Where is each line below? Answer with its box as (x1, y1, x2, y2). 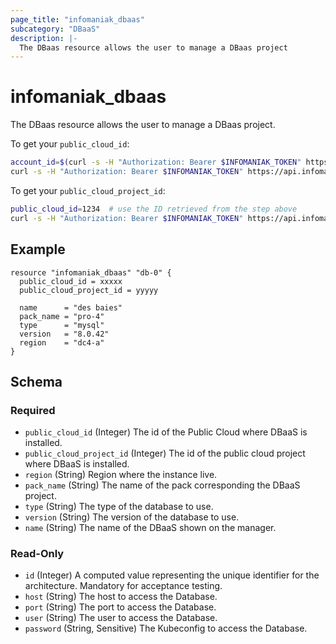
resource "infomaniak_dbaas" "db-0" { (10, 267, 172, 278)
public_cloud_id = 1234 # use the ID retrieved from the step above (10, 204, 298, 214)
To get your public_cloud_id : (10, 138, 130, 150)
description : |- (10, 33, 78, 43)
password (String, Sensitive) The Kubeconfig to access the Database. (24, 622, 308, 635)
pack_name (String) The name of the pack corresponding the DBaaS (24, 479, 301, 491)
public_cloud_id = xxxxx (19, 276, 123, 286)
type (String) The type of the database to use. (24, 501, 214, 513)
